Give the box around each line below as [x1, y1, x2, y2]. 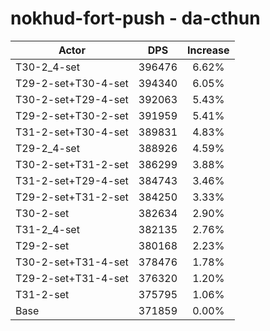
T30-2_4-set [15, 60, 80, 74]
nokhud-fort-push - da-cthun [10, 7, 261, 30]
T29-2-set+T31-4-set [15, 271, 129, 285]
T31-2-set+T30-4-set [15, 125, 129, 139]
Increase [187, 43, 230, 57]
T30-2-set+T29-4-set [15, 92, 129, 106]
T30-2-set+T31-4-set [15, 255, 129, 269]
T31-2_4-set [15, 222, 80, 236]
